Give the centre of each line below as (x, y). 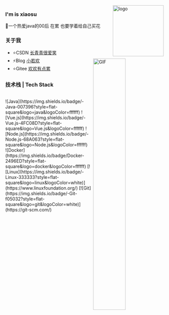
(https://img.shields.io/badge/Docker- (45, 155)
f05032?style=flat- (25, 199)
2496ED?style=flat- (26, 161)
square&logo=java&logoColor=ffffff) (43, 112)
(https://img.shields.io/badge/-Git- (41, 193)
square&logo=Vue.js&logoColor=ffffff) (45, 128)
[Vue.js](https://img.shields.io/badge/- (45, 117)
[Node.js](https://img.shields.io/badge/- (47, 134)
